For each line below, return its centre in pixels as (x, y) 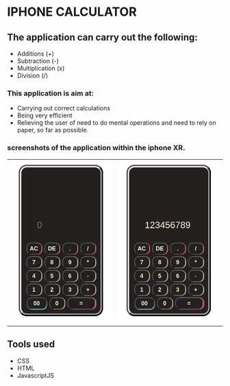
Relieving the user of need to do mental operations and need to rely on (117, 123)
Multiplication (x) (41, 68)
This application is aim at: (51, 93)
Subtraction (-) (38, 61)
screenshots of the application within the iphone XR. (96, 148)
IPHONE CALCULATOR (72, 12)
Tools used (31, 345)
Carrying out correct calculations (64, 108)
